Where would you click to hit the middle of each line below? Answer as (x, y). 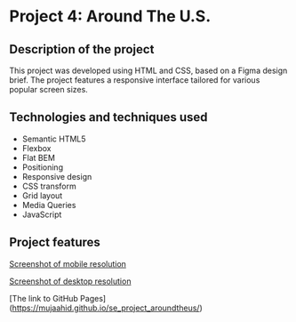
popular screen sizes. (49, 89)
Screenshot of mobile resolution (68, 263)
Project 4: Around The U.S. (110, 16)
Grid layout (42, 195)
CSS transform (49, 186)
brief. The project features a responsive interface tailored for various (135, 80)
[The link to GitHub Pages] (58, 298)
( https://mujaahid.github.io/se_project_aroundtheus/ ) (106, 308)
